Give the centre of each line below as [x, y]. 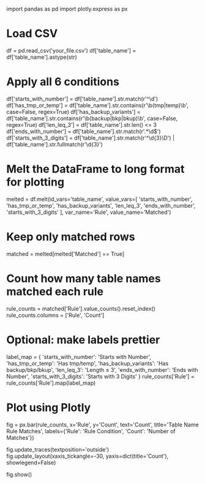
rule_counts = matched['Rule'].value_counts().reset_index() [81, 308]
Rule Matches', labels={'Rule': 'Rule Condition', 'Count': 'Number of [91, 431]
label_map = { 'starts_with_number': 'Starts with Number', [79, 357]
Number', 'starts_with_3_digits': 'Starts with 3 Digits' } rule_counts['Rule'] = [100, 376]
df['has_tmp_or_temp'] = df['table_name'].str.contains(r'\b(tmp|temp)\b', [97, 105]
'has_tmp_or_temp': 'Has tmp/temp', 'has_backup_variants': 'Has [88, 363]
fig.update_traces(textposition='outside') [58, 449]
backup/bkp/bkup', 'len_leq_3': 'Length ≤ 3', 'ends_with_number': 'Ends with [102, 369]
